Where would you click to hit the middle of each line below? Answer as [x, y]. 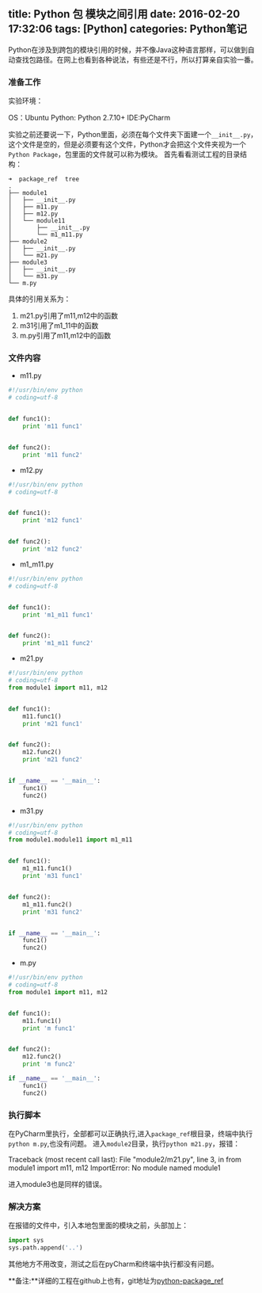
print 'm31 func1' [53, 876]
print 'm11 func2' [53, 455]
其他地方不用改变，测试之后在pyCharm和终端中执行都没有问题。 [114, 1264]
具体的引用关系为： [40, 299]
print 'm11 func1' [53, 426]
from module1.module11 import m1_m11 [70, 840]
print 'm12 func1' [53, 521]
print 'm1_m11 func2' [58, 643]
